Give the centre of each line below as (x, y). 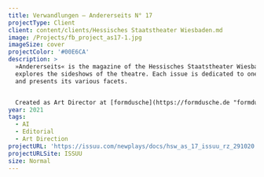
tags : (17, 117)
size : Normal (29, 161)
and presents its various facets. (71, 81)
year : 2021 (26, 110)
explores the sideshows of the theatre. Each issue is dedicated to (130, 74)
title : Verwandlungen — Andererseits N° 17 (81, 15)
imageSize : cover (37, 45)
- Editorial (35, 132)
